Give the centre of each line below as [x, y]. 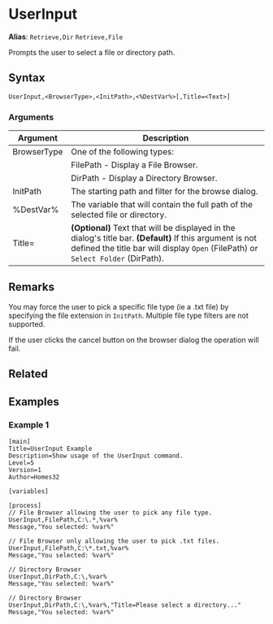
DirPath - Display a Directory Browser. [144, 178]
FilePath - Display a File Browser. [134, 165]
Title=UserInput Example [50, 448]
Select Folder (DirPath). [117, 258]
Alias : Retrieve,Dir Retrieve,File [66, 37]
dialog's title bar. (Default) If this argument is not [164, 238]
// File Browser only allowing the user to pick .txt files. [114, 541]
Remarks [32, 287]
